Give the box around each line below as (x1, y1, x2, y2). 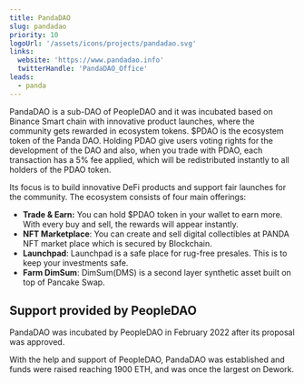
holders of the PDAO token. (9, 164, 112, 175)
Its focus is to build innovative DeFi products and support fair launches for (9, 181, 287, 192)
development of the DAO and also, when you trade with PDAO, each (9, 145, 263, 156)
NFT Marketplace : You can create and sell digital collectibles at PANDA (22, 228, 290, 239)
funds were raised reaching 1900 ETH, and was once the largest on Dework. (9, 364, 295, 375)
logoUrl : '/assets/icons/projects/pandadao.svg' (9, 38, 197, 48)
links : (9, 47, 34, 56)
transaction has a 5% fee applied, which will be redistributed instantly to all (9, 154, 290, 165)
